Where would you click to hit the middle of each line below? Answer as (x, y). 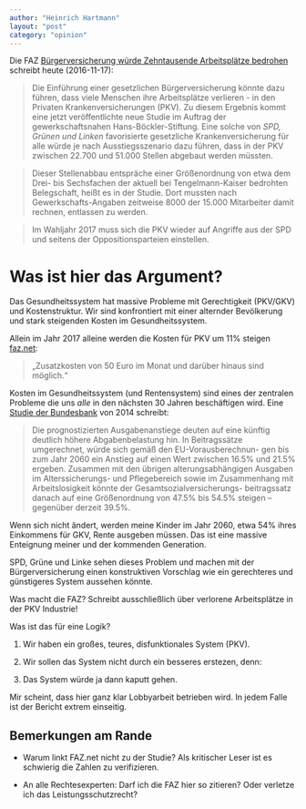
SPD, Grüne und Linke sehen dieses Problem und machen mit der (132, 562)
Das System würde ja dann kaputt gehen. (100, 680)
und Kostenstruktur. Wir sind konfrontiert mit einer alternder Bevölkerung (146, 312)
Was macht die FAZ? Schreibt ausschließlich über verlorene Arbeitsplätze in (152, 599)
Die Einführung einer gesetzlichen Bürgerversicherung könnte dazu (158, 88)
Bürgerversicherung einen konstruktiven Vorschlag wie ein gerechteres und (151, 572)
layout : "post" (38, 26)
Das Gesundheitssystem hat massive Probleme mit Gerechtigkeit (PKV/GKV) (153, 302)
